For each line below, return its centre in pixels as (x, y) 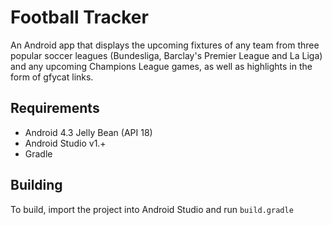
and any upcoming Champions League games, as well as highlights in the (161, 66)
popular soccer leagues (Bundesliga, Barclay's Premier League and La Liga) (166, 55)
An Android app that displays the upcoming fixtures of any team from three (165, 45)
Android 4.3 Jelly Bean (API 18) (88, 132)
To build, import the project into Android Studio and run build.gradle (152, 209)
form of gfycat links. (52, 77)
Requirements (55, 108)
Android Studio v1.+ (65, 143)
